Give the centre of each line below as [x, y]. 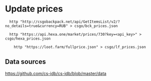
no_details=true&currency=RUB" [37, 26]
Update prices [34, 9]
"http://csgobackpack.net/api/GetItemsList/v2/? [70, 22]
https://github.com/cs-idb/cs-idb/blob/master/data [56, 73]
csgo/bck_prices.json [96, 26]
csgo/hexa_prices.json [28, 39]
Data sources [25, 62]
